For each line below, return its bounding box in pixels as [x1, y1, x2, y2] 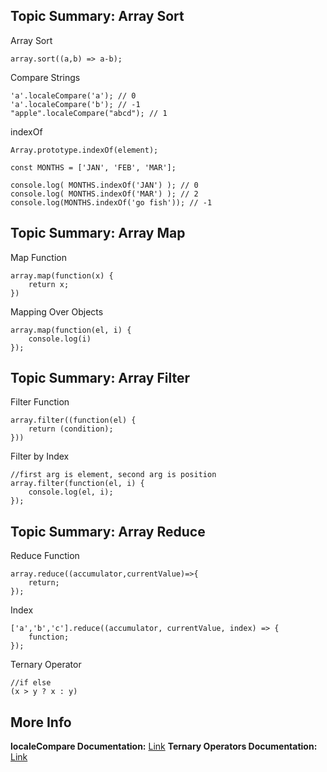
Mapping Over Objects [10, 305, 104, 318]
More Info [10, 714, 72, 731]
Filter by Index [10, 450, 70, 463]
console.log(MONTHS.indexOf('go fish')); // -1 [10, 197, 213, 208]
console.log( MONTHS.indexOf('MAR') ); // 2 [10, 189, 199, 199]
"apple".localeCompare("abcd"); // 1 [10, 108, 168, 118]
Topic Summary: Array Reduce [10, 523, 206, 540]
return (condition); [28, 424, 114, 434]
